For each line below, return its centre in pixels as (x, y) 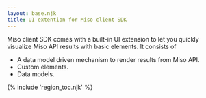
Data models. (36, 74)
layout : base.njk (32, 13)
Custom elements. (43, 67)
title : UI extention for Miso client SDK (67, 20)
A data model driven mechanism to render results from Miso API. (108, 59)
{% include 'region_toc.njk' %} (50, 87)
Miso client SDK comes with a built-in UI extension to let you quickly (103, 39)
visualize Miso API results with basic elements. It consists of (92, 46)
